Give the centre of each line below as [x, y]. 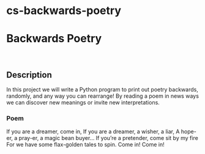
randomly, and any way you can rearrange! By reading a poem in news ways [102, 96]
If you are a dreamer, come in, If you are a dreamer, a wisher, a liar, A [93, 131]
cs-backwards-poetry [64, 11]
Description [29, 75]
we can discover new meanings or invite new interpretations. [83, 102]
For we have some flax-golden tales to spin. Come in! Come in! [85, 145]
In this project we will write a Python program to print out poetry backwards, [102, 89]
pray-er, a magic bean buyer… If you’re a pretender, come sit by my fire [109, 138]
